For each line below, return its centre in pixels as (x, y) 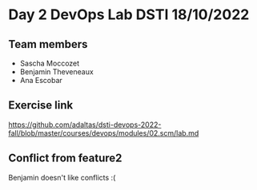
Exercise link (41, 105)
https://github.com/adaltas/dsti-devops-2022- (85, 125)
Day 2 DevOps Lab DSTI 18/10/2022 (129, 15)
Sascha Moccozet (50, 63)
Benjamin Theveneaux (56, 72)
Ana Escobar (41, 80)
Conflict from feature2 (65, 158)
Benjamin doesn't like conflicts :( (62, 177)
